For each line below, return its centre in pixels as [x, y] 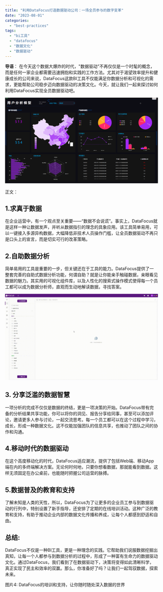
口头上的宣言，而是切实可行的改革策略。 [49, 239]
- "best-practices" [29, 26]
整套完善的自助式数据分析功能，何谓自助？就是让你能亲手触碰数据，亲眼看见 [81, 275]
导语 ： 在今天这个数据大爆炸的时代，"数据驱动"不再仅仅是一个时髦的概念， [80, 66]
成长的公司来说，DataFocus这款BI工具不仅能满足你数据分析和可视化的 [79, 78]
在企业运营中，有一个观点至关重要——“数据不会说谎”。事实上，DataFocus [79, 221]
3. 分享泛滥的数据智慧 [38, 395]
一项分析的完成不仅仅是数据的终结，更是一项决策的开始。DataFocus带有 [77, 407]
